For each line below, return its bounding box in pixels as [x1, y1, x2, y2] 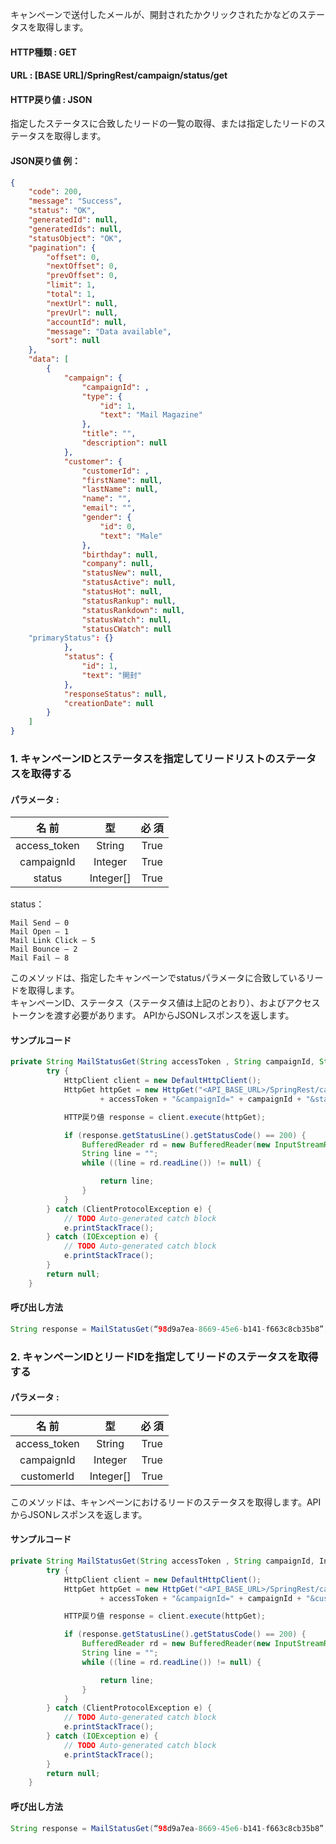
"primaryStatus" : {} [28, 633, 114, 643]
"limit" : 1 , [46, 280, 97, 290]
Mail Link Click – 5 [10, 936, 97, 946]
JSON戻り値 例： [10, 154, 82, 167]
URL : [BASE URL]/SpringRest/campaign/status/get [10, 69, 228, 82]
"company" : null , [81, 559, 155, 569]
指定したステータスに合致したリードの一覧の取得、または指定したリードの [10, 118, 317, 130]
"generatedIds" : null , [28, 224, 123, 234]
